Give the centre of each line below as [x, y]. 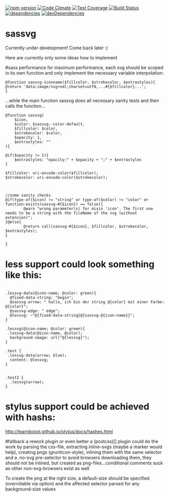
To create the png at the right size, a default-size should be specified [77, 478]
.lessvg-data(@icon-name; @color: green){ [51, 293]
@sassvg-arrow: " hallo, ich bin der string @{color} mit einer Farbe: [87, 302]
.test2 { [14, 378]
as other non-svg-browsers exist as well [47, 468]
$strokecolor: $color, [38, 133]
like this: [24, 275]
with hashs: [30, 417]
